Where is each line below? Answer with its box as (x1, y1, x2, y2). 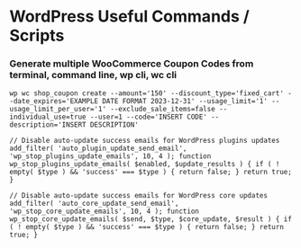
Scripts (9, 25, 65, 46)
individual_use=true (9, 112, 87, 122)
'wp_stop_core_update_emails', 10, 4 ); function (9, 207, 200, 217)
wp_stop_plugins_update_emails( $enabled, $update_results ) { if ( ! (9, 160, 280, 169)
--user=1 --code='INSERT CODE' (89, 112, 207, 122)
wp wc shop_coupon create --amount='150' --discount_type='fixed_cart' (9, 89, 284, 98)
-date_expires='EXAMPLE (9, 97, 99, 106)
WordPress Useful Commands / (9, 6, 250, 27)
